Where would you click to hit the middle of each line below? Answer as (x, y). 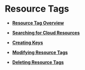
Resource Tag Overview (38, 23)
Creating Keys (27, 42)
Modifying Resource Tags (40, 52)
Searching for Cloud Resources (46, 32)
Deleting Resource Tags (38, 62)
